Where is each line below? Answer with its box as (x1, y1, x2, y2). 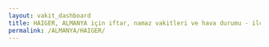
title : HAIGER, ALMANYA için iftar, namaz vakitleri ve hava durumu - (8, 19, 249, 27)
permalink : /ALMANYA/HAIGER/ (8, 26, 106, 34)
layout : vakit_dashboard (8, 11, 91, 20)
